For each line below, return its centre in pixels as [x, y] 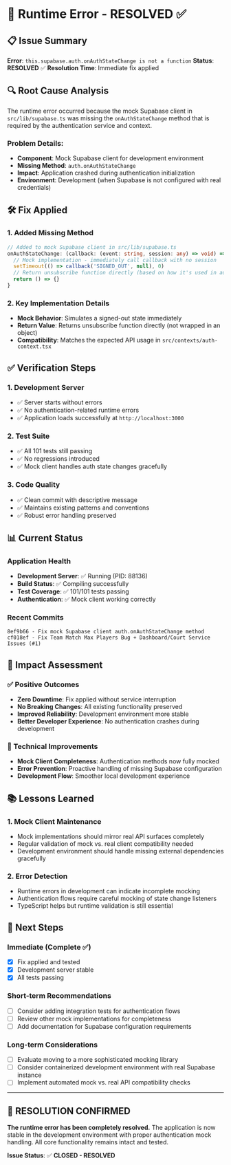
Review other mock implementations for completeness [94, 1019]
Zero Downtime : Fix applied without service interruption [97, 699]
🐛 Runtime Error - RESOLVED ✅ [97, 14]
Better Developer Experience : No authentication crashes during [108, 721]
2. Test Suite [29, 436]
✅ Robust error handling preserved [67, 515]
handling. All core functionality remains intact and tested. [88, 1142]
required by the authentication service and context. [80, 125]
